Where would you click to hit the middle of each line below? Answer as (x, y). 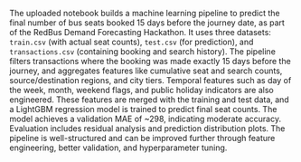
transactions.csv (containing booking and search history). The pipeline (142, 52)
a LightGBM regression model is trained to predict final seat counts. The (143, 109)
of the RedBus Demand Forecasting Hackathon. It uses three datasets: (140, 32)
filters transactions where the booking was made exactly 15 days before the (150, 61)
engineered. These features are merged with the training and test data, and (149, 100)
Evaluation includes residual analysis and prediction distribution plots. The (147, 129)
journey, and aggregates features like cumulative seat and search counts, (146, 71)
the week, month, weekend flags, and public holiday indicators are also (141, 90)
